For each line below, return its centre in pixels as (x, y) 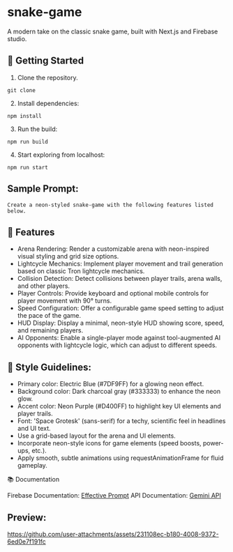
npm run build (28, 141)
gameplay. (32, 466)
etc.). (39, 451)
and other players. (44, 286)
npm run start (28, 167)
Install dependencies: (48, 103)
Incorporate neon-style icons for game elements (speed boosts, (109, 443)
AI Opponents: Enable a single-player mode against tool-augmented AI (119, 338)
